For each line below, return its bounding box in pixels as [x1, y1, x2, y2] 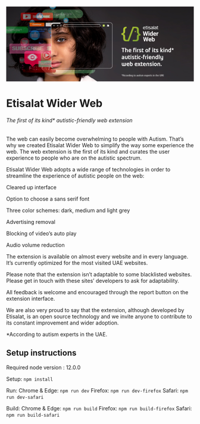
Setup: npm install [6, 375, 54, 382]
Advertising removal [6, 218, 55, 225]
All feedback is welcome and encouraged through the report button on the [6, 288, 189, 295]
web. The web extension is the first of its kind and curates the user [6, 148, 170, 155]
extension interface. [6, 295, 55, 302]
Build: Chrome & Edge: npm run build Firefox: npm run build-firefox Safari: [6, 404, 192, 411]
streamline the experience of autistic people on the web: [6, 172, 145, 179]
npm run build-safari [6, 412, 60, 418]
